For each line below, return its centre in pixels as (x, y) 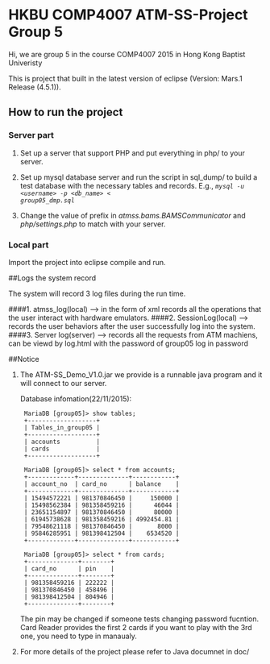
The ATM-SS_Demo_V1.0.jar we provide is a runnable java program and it (141, 374)
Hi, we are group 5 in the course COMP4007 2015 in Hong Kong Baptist (127, 54)
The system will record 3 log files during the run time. (97, 293)
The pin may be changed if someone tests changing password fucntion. (139, 619)
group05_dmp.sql (47, 200)
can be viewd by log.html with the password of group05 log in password (128, 343)
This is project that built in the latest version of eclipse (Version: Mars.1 (126, 78)
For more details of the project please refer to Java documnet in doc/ (135, 651)
